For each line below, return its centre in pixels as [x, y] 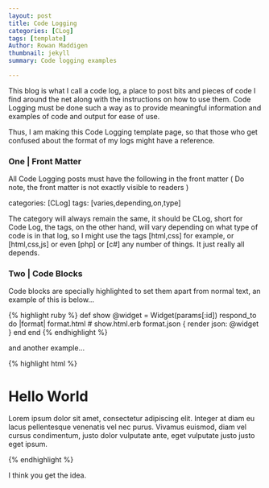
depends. [24, 253]
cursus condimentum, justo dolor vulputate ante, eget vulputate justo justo [132, 436]
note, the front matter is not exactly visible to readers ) [99, 188]
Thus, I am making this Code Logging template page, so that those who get [133, 132]
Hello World [48, 396]
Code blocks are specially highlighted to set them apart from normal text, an [134, 292]
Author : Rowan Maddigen [48, 46]
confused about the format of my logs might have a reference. [112, 140]
